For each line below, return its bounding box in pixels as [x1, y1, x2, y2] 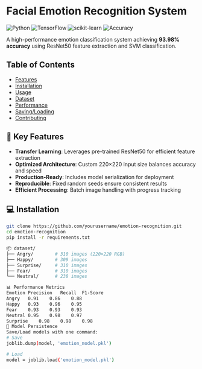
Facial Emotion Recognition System [6, 4, 187, 18]
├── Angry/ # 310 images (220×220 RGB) [6, 251, 125, 257]
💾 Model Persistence [6, 324, 58, 330]
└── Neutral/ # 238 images [6, 273, 87, 280]
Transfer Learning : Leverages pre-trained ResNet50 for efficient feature [14, 148, 195, 155]
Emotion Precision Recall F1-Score [6, 290, 104, 296]
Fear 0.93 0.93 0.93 [6, 306, 83, 313]
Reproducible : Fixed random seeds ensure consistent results [14, 180, 168, 187]
